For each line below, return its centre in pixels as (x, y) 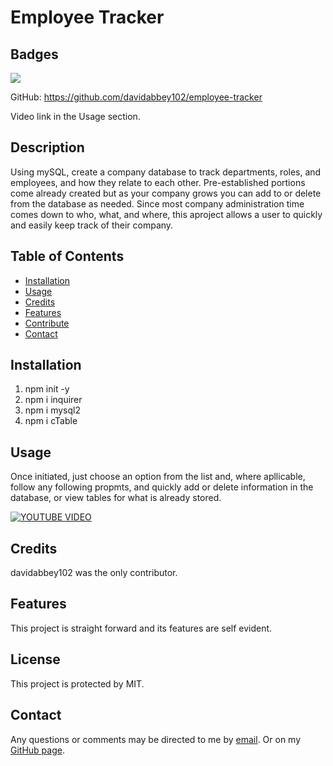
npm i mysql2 (52, 410)
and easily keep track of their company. (92, 225)
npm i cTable (51, 421)
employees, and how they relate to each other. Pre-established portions (158, 182)
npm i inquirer (53, 400)
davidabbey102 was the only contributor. (94, 573)
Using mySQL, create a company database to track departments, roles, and (166, 172)
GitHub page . (37, 750)
